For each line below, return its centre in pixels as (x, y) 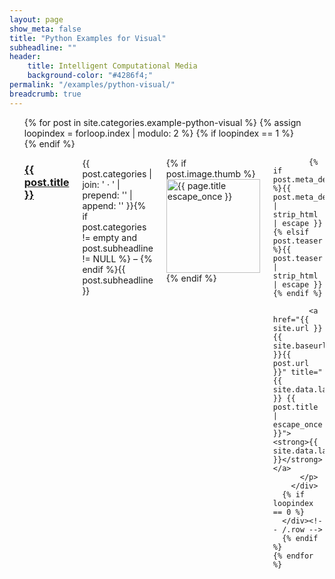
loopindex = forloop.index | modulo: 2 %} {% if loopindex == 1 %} (158, 133)
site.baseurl (299, 346)
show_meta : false (45, 29)
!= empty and (109, 237)
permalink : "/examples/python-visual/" (92, 85)
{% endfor (293, 556)
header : (25, 57)
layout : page (36, 19)
